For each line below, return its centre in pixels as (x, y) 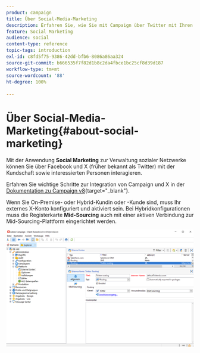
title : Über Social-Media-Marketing (51, 19)
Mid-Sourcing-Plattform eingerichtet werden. (62, 221)
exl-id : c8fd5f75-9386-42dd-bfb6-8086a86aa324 (65, 57)
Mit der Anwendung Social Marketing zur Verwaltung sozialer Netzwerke (96, 160)
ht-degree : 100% (26, 82)
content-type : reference (37, 44)
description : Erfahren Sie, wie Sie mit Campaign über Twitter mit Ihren (100, 25)
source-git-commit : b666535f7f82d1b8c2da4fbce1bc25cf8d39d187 (85, 63)
